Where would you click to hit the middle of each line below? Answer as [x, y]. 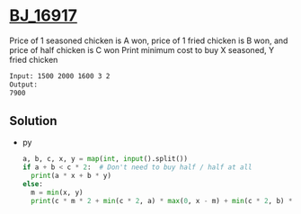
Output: [24, 85]
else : [32, 184]
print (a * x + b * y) [71, 176]
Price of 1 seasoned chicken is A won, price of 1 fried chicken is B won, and [149, 40]
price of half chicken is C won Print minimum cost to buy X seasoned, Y [142, 49]
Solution [33, 121]
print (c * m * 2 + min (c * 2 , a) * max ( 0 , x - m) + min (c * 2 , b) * [162, 201]
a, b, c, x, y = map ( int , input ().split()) [105, 159]
